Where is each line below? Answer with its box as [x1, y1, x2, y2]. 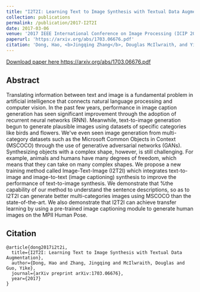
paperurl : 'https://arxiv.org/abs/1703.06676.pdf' [6, 36, 135, 42]
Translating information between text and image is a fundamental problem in [6, 91, 193, 98]
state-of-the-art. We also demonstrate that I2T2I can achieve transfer [6, 199, 177, 206]
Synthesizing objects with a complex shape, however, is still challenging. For [6, 148, 193, 155]
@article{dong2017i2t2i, [6, 244, 68, 250]
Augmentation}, [6, 255, 44, 260]
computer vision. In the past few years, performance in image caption [6, 103, 177, 111]
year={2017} [11, 275, 42, 281]
